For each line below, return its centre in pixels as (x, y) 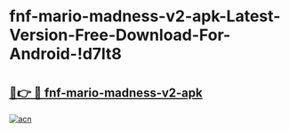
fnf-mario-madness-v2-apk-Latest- (145, 16)
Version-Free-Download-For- (120, 35)
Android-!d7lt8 (66, 54)
